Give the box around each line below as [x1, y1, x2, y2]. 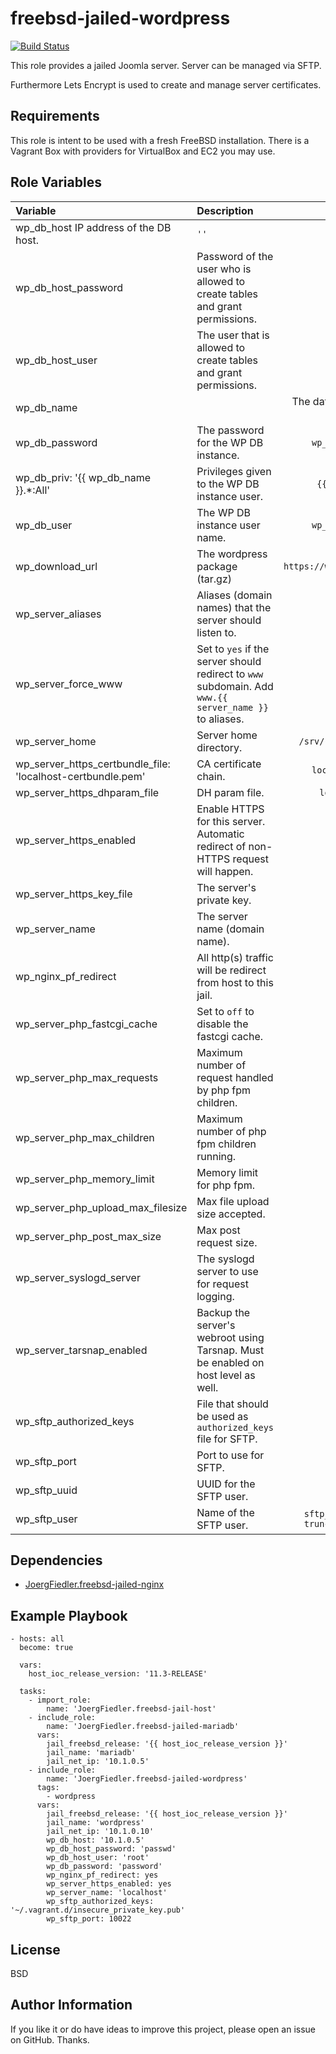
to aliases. [196, 712, 245, 726]
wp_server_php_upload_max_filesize [15, 1200, 188, 1214]
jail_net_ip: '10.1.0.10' [46, 1827, 155, 1837]
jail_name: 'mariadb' [46, 1748, 137, 1758]
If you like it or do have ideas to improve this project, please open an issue [10, 2023, 316, 2035]
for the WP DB [196, 435, 264, 449]
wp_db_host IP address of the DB [15, 220, 172, 234]
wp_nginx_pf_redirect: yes [46, 1870, 159, 1881]
